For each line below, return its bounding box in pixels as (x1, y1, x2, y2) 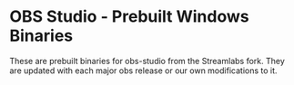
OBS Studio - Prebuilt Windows (9, 6, 249, 27)
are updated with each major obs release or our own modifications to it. (9, 65, 278, 76)
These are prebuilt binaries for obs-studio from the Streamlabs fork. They (9, 55, 285, 66)
